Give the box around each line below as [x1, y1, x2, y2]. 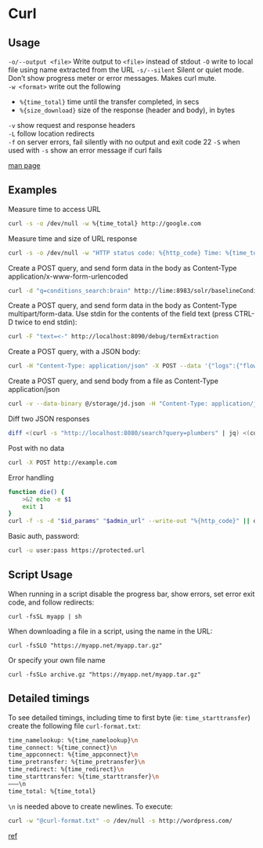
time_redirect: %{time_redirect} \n [8, 766, 124, 773]
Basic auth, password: [8, 532, 80, 541]
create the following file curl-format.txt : [8, 721, 141, 730]
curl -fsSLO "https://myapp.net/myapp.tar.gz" [8, 641, 163, 649]
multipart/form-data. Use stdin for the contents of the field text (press [8, 309, 233, 319]
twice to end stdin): [15, 317, 77, 327]
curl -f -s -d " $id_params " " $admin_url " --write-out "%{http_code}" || [8, 517, 250, 525]
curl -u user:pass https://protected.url [8, 546, 146, 554]
